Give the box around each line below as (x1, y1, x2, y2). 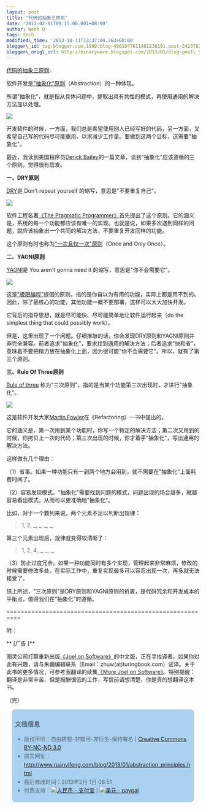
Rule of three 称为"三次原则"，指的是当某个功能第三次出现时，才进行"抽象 (6, 381, 193, 389)
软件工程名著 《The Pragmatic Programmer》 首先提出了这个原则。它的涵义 (6, 211, 195, 219)
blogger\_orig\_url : (6, 49, 59, 55)
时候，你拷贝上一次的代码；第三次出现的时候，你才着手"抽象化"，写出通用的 (6, 434, 200, 441)
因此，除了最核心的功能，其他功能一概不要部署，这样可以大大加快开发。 (6, 298, 189, 306)
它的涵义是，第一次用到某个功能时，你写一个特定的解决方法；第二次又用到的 (6, 426, 200, 433)
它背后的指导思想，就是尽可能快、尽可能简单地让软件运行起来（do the (6, 311, 184, 319)
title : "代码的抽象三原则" (6, 15, 68, 21)
